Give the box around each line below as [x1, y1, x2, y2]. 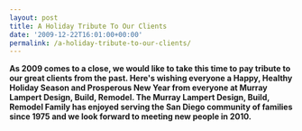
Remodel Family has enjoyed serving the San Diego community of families [9, 101, 293, 113]
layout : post [9, 13, 59, 23]
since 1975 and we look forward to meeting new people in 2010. [9, 111, 252, 122]
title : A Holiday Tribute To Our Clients [9, 22, 168, 31]
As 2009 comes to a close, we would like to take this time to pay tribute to [9, 63, 291, 74]
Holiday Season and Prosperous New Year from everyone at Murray [9, 82, 268, 93]
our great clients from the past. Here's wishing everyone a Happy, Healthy [9, 73, 293, 84]
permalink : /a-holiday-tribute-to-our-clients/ [9, 38, 192, 48]
